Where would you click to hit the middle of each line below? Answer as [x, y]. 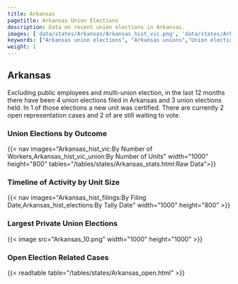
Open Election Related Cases [58, 257]
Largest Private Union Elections [63, 224]
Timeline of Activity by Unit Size [64, 183]
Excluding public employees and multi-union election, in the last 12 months [116, 92]
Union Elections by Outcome [57, 133]
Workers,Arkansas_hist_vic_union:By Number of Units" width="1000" [108, 157]
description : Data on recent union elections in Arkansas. [96, 27]
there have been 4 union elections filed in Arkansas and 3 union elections [114, 100]
